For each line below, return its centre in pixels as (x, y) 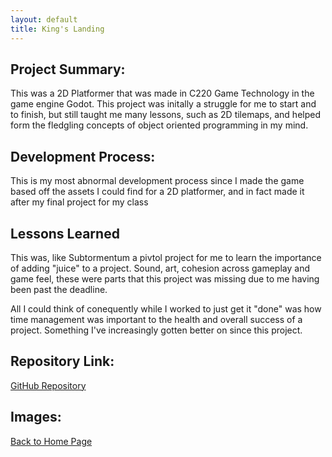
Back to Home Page (51, 441)
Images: (36, 417)
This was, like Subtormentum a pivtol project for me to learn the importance (166, 257)
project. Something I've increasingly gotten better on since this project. (156, 330)
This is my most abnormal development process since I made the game (157, 181)
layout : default (44, 19)
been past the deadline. (59, 289)
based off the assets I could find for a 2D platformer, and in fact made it (157, 192)
